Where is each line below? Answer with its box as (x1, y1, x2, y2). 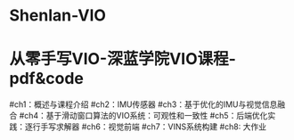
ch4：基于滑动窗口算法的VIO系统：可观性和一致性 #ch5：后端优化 (23, 111, 268, 121)
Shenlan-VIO (9, 5, 107, 26)
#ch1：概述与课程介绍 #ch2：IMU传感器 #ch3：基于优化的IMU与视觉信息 (9, 99, 278, 110)
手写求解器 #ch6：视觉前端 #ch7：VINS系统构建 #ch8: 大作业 (39, 121, 267, 132)
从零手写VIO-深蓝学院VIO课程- (9, 49, 236, 70)
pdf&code (9, 69, 85, 89)
